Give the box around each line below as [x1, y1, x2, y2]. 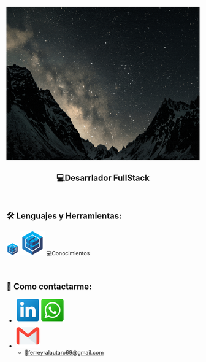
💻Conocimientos [45, 249, 90, 256]
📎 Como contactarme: [6, 282, 92, 292]
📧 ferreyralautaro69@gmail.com [24, 349, 104, 356]
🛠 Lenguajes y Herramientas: [6, 211, 122, 221]
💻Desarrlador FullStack [56, 173, 150, 183]
